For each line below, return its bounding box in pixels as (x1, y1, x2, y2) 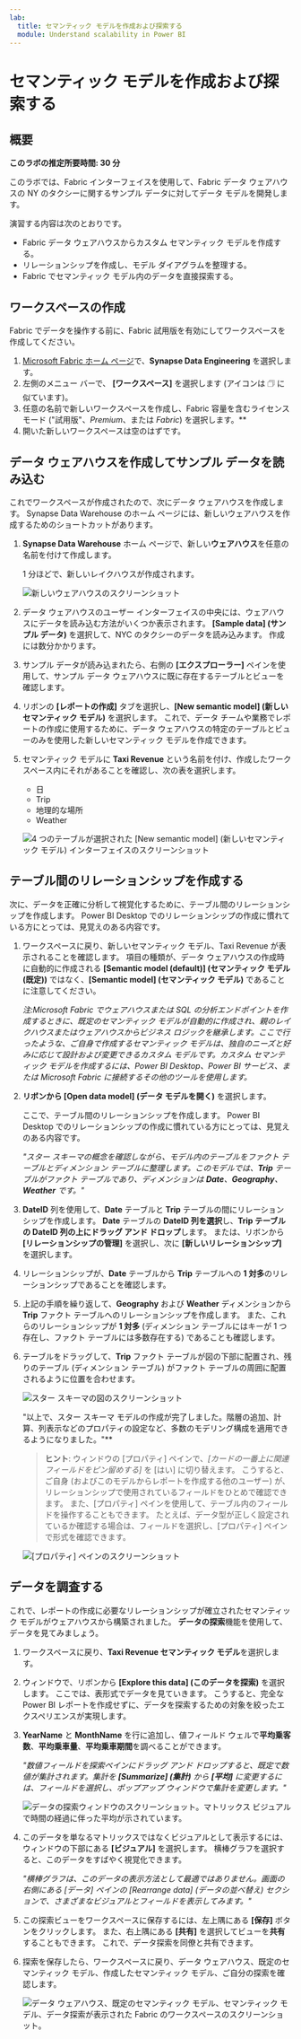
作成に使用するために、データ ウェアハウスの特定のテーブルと (46, 723, 275, 734)
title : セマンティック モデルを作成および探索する (17, 22, 183, 31)
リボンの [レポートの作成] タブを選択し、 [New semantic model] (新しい (21, 701, 289, 712)
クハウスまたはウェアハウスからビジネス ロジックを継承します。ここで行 (21, 1027, 291, 1037)
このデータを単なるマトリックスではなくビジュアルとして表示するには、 (21, 1832, 288, 1842)
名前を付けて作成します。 (21, 549, 116, 560)
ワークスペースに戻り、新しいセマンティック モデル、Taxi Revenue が (21, 940, 279, 951)
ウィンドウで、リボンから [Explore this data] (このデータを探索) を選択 (21, 1676, 285, 1687)
